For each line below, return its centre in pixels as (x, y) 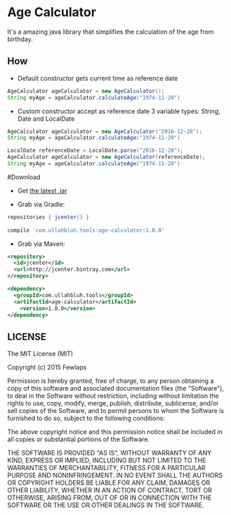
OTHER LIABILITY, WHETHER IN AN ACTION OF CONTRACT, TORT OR (110, 490)
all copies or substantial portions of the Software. (78, 439)
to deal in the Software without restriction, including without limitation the (113, 396)
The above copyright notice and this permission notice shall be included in (115, 432)
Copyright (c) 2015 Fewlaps (47, 367)
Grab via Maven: (41, 244)
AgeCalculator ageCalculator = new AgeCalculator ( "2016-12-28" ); (105, 131)
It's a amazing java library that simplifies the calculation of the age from (111, 32)
